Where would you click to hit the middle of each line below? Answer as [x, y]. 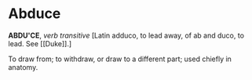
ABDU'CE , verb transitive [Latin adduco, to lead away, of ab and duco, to [126, 35]
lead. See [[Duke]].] [40, 43]
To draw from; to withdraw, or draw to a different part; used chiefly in [120, 59]
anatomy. [23, 67]
